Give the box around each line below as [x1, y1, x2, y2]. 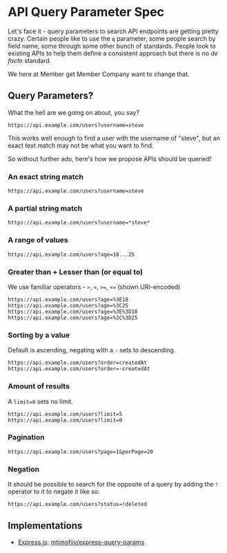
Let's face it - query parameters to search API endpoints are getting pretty [8, 27, 219, 35]
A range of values [8, 235, 68, 245]
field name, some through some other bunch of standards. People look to [8, 42, 217, 50]
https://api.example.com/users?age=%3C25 [8, 302, 129, 309]
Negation [8, 464, 40, 474]
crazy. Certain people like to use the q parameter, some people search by [8, 34, 216, 42]
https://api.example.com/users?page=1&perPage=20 [8, 448, 154, 455]
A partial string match [8, 203, 83, 213]
